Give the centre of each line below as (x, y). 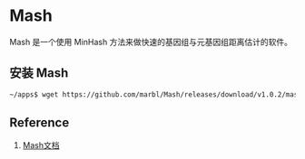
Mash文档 (41, 145)
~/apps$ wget (34, 94)
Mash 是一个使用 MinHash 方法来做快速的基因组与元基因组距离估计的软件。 (151, 42)
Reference (39, 123)
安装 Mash (39, 73)
